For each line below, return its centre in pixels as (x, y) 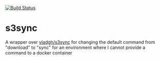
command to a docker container (39, 52)
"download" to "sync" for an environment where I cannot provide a (75, 47)
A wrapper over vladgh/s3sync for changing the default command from (80, 42)
